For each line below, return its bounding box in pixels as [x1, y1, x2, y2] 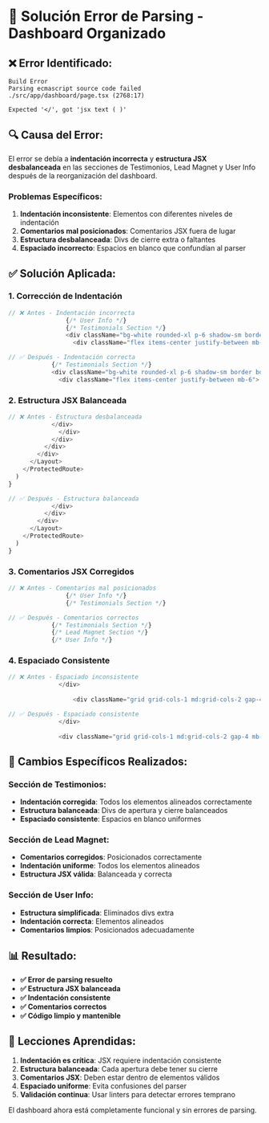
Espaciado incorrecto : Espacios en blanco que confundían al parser [19, 243, 247, 253]
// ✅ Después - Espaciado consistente [8, 710, 139, 718]
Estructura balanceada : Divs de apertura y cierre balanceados [19, 806, 228, 815]
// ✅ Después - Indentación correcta [8, 353, 136, 361]
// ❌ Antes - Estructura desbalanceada [8, 413, 143, 421]
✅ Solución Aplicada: [8, 267, 116, 280]
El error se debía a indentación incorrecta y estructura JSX [8, 153, 207, 163]
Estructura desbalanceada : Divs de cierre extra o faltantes [19, 235, 216, 244]
